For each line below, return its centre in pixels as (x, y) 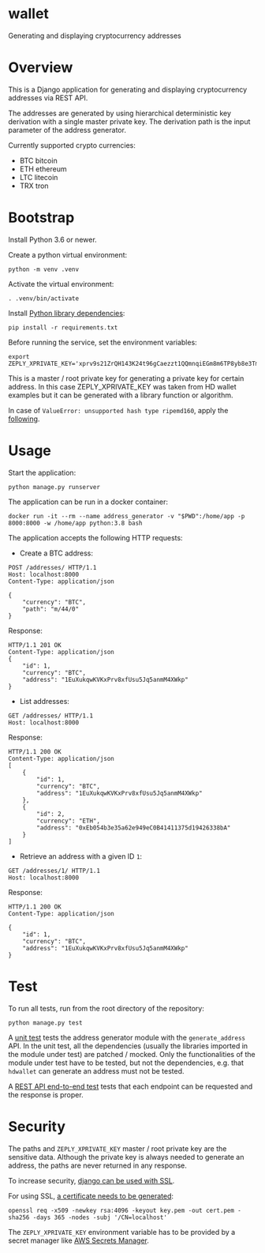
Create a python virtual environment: (68, 254)
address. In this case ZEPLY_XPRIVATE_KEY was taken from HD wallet (122, 386)
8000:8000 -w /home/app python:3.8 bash (76, 523)
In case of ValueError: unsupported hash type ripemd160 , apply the (118, 410)
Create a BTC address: (56, 553)
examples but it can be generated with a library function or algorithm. (121, 395)
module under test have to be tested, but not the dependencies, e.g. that (126, 1063)
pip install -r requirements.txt (63, 327)
